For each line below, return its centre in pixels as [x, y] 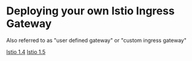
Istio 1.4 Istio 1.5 [26, 51]
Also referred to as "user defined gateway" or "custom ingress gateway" [97, 40]
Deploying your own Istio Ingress [91, 11]
